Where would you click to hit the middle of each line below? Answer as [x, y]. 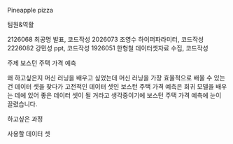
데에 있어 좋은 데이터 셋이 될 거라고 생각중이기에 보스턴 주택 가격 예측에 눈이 [118, 95]
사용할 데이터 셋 [29, 134]
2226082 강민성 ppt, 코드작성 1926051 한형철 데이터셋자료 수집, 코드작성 [108, 48]
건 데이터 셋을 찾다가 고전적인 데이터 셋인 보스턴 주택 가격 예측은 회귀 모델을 [111, 86]
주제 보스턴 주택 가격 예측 [42, 63]
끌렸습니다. [22, 104]
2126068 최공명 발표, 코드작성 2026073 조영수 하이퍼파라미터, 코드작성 [106, 39]
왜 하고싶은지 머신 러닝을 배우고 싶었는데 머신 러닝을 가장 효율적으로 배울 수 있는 [116, 78]
